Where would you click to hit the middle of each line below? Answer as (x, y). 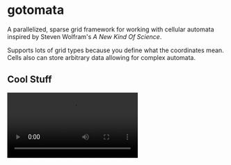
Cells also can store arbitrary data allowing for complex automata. (102, 57)
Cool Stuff (30, 80)
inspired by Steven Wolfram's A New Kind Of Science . (85, 36)
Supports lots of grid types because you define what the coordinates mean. (115, 50)
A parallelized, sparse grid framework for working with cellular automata (111, 29)
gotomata (36, 10)
